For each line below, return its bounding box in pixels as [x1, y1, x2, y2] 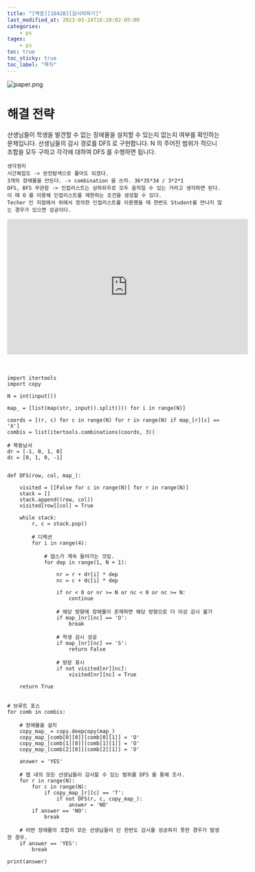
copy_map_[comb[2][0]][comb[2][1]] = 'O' [19, 745, 140, 753]
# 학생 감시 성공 [56, 633, 98, 640]
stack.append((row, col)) [19, 496, 94, 503]
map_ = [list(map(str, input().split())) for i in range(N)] [7, 404, 186, 411]
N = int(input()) [7, 393, 57, 400]
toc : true [7, 49, 36, 56]
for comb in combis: [7, 708, 67, 715]
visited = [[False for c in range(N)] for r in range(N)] [19, 484, 189, 491]
